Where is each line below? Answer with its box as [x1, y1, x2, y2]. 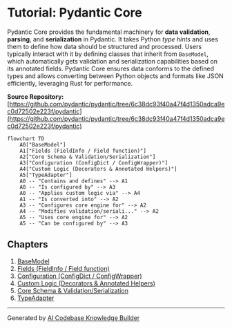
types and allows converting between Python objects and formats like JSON [7, 71, 224, 80]
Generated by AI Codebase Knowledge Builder [7, 313, 140, 322]
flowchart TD [7, 135, 45, 142]
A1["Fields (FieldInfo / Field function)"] [19, 147, 147, 154]
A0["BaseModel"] [19, 141, 67, 148]
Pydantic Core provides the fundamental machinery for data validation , [7, 28, 211, 36]
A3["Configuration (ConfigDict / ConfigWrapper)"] [19, 159, 168, 167]
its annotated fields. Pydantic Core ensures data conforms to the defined [7, 64, 215, 73]
